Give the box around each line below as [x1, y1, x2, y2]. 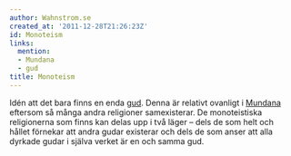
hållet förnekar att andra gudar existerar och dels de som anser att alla [9, 126, 273, 137]
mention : [17, 47, 51, 56]
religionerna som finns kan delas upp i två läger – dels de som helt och [9, 116, 275, 127]
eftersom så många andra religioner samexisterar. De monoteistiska [9, 106, 263, 118]
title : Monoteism [9, 73, 75, 82]
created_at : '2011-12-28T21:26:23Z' [9, 22, 148, 31]
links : [9, 38, 35, 48]
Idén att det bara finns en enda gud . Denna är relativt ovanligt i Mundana [9, 97, 282, 108]
